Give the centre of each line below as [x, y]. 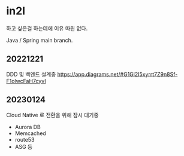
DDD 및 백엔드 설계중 [31, 74]
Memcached [30, 133]
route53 [25, 139]
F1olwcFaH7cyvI [26, 81]
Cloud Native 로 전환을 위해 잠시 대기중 [52, 115]
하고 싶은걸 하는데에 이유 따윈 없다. [47, 28]
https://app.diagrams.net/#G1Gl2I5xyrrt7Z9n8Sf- [117, 74]
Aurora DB [28, 127]
